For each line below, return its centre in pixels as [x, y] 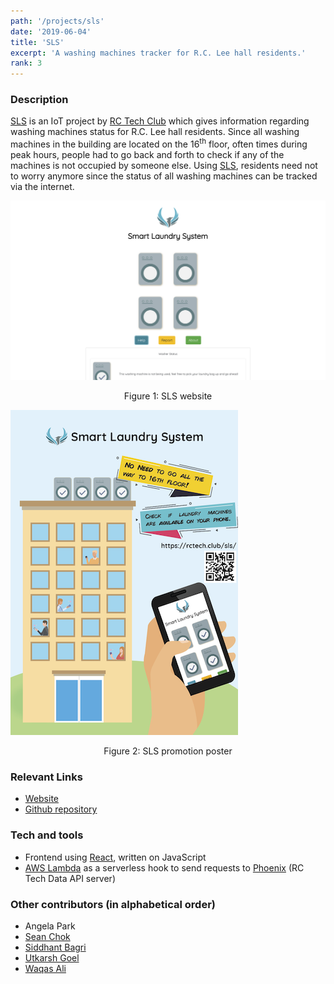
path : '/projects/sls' [57, 21]
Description [39, 100]
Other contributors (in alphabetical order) [113, 904]
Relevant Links [46, 777]
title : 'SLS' [37, 42]
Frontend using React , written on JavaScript [115, 857]
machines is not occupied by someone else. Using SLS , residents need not [164, 166]
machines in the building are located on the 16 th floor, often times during [159, 143]
